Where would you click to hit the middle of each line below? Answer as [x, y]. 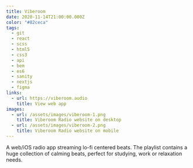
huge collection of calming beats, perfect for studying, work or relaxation [94, 153]
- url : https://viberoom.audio [49, 98]
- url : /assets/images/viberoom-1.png [59, 114]
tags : [13, 28]
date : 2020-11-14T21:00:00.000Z [45, 17]
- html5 [21, 50]
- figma [21, 87]
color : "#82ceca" [27, 22]
